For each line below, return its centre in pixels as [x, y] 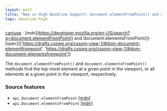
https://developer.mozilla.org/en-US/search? [84, 33]
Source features [25, 87]
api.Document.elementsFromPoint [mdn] [52, 103]
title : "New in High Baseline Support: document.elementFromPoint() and [82, 14]
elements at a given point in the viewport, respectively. [61, 74]
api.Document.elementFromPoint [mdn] [51, 98]
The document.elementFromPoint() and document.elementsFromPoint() [76, 64]
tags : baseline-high [27, 19]
